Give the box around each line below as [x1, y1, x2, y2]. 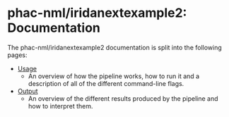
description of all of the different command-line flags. [28, 79, 184, 87]
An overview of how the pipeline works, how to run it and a [28, 72, 200, 80]
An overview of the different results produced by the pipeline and [28, 94, 218, 103]
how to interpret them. [28, 101, 93, 110]
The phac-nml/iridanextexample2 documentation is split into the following [7, 43, 223, 51]
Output [17, 87, 38, 95]
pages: [7, 51, 28, 59]
